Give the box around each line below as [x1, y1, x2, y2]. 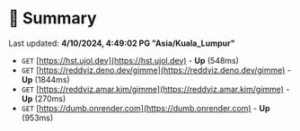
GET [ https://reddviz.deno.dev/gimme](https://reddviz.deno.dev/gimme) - [21, 65, 292, 75]
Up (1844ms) [21, 74, 71, 84]
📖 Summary [8, 8, 97, 29]
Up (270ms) [21, 93, 66, 104]
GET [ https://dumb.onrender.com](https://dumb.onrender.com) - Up [21, 102, 270, 113]
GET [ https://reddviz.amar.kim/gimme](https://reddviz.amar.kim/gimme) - [21, 83, 290, 94]
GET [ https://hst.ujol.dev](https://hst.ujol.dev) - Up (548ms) [21, 55, 240, 65]
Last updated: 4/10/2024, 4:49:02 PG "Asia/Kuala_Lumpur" [8, 38, 235, 48]
